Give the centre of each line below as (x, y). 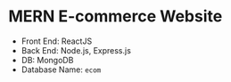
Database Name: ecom (61, 70)
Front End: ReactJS (57, 41)
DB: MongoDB (47, 60)
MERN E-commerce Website (115, 16)
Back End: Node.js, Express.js (76, 50)
